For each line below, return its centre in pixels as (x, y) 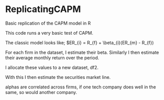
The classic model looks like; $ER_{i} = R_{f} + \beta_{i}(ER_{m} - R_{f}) (80, 42)
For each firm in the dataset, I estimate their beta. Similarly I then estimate (82, 52)
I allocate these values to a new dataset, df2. (52, 67)
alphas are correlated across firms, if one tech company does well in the (80, 87)
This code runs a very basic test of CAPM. (49, 33)
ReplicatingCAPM (43, 9)
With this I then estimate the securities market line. (58, 77)
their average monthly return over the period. (52, 58)
